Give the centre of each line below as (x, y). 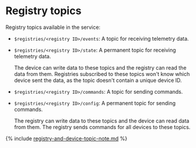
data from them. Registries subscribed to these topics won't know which (102, 74)
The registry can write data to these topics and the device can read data (102, 121)
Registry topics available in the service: (53, 27)
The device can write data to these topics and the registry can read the (100, 68)
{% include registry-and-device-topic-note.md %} (67, 138)
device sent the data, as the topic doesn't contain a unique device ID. (98, 80)
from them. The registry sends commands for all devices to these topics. (102, 127)
